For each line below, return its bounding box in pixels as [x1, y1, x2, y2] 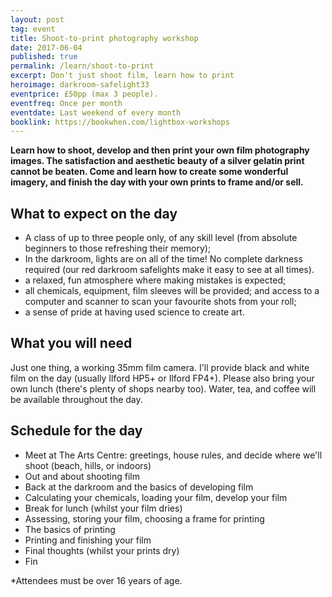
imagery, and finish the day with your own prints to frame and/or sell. [10, 176, 304, 188]
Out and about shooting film [24, 470, 141, 482]
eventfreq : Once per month [10, 98, 123, 108]
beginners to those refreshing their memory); [24, 242, 212, 255]
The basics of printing [24, 523, 116, 535]
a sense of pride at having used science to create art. [24, 306, 245, 318]
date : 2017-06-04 [10, 42, 83, 53]
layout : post [10, 14, 65, 25]
